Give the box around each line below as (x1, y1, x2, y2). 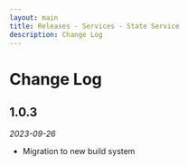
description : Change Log (9, 30, 103, 39)
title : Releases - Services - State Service (9, 22, 180, 31)
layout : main (9, 13, 59, 23)
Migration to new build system (22, 146, 136, 157)
